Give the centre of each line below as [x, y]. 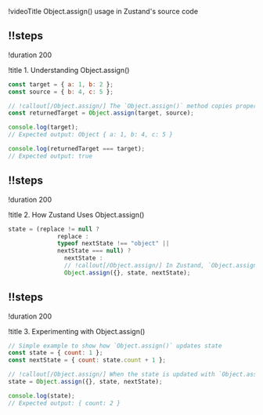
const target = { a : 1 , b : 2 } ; [61, 84]
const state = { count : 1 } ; [56, 353]
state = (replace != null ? [54, 229]
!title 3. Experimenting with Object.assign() [77, 331]
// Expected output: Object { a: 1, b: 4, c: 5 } [91, 135]
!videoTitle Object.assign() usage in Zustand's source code [103, 11]
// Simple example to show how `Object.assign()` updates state [115, 346]
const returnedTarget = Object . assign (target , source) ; [101, 113]
